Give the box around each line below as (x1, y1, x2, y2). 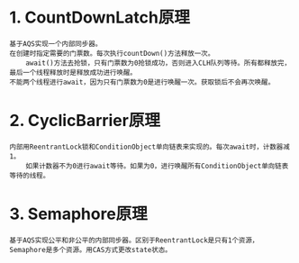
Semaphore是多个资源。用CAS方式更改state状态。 (9, 245, 173, 254)
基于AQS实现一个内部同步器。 (9, 39, 103, 49)
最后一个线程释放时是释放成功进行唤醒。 (9, 68, 137, 77)
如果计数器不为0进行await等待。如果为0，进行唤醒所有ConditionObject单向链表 (25, 161, 289, 170)
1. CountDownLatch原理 (9, 7, 191, 28)
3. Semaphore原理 (9, 204, 149, 224)
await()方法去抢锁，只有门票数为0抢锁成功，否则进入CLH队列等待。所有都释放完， (25, 59, 291, 68)
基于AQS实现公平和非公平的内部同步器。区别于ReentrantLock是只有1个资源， (9, 235, 259, 245)
